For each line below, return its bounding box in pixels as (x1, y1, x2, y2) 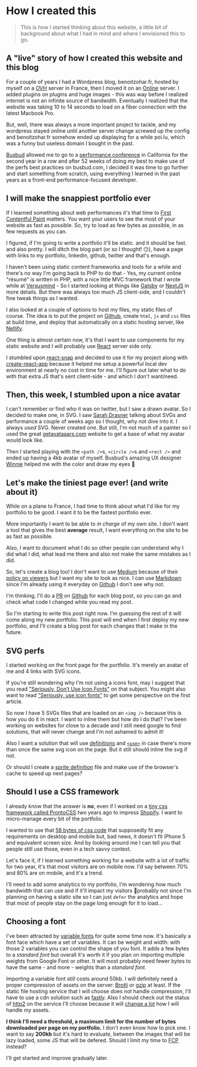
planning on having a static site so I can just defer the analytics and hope (6, 893, 183, 900)
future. (6, 629, 22, 636)
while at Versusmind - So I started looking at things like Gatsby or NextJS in (6, 282, 189, 289)
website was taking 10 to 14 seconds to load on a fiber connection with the (6, 103, 187, 110)
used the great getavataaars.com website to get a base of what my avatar (6, 431, 185, 438)
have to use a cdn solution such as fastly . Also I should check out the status (6, 994, 190, 1001)
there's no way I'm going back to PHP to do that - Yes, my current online (6, 270, 182, 277)
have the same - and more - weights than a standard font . (6, 963, 147, 971)
